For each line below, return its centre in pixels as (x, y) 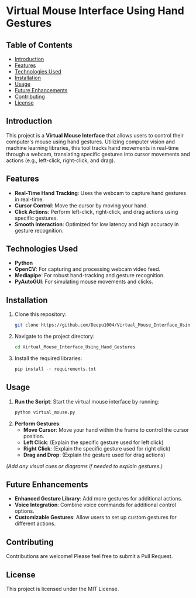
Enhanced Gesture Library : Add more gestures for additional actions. (98, 499)
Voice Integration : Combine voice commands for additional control (95, 505)
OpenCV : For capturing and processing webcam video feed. (87, 269)
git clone (27, 325)
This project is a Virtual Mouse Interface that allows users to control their (95, 135)
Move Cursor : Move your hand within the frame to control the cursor (106, 429)
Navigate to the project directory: (54, 337)
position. (34, 436)
